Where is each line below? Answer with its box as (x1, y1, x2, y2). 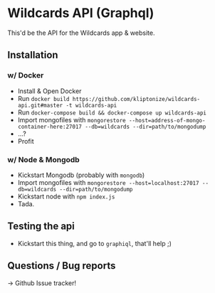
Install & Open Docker (17, 87, 82, 95)
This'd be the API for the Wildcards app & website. (7, 28, 155, 37)
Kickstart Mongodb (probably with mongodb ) (17, 171, 145, 179)
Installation (7, 49, 58, 61)
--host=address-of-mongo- (128, 117, 206, 124)
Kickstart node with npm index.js (17, 192, 115, 201)
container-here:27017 (17, 123, 82, 130)
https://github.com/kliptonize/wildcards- (72, 95, 201, 102)
